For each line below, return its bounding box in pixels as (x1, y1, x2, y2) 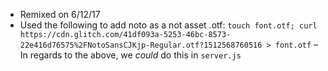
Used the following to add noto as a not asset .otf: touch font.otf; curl (19, 19, 318, 31)
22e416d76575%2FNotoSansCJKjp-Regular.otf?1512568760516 (19, 40, 263, 50)
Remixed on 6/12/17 (19, 9, 101, 20)
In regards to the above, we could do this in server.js (19, 49, 242, 61)
